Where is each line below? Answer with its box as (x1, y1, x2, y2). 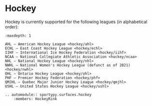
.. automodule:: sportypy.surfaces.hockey (5, 92, 92, 97)
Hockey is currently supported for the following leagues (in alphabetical (5, 19, 148, 25)
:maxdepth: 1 (5, 33, 31, 38)
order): (5, 24, 19, 29)
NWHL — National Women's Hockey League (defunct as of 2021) (5, 63, 131, 67)
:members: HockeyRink (14, 96, 57, 101)
